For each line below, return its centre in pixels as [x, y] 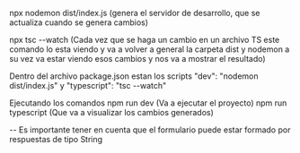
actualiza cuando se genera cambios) [79, 22]
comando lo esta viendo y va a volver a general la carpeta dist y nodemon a [150, 49]
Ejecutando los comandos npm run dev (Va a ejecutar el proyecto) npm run [148, 103]
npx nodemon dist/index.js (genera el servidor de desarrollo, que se [135, 13]
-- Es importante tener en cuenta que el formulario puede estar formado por [150, 130]
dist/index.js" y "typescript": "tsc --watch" [88, 85]
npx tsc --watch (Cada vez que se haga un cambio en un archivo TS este [145, 40]
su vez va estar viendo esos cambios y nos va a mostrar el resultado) [138, 59]
